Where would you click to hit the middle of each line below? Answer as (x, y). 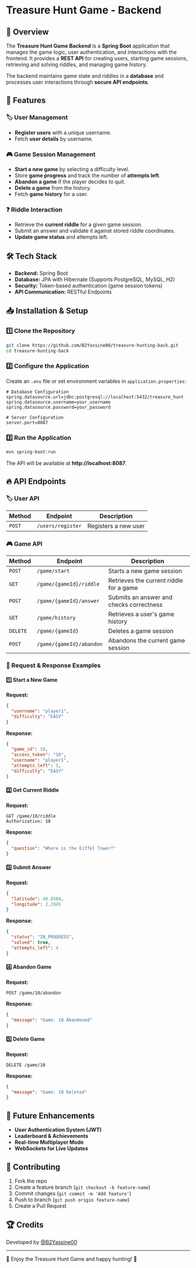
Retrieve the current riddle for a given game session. (78, 225)
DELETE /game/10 (26, 1065)
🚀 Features (26, 100)
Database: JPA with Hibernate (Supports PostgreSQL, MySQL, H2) (94, 279)
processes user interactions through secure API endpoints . (78, 82)
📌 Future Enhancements (50, 1115)
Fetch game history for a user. (51, 194)
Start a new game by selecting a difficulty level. (72, 169)
